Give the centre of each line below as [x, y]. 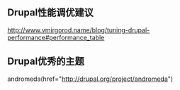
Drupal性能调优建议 [51, 13]
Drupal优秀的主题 [46, 62]
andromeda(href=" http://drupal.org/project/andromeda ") [90, 79]
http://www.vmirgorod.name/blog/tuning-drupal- [79, 30]
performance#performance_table [56, 37]
